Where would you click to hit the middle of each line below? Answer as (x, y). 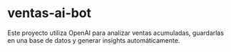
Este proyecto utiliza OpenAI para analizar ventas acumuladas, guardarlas (116, 33)
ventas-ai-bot (49, 13)
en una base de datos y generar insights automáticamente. (94, 40)
